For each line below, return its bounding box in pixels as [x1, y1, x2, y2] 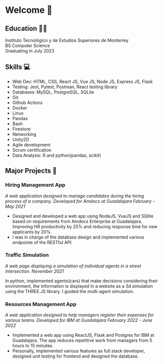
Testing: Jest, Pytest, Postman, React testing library [12, 84, 118, 90]
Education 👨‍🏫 [5, 24, 47, 33]
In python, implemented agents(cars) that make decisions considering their [5, 278, 158, 284]
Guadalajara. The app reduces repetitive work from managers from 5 [12, 337, 153, 344]
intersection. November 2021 [5, 268, 64, 274]
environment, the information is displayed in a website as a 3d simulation [5, 283, 153, 289]
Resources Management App [5, 301, 77, 307]
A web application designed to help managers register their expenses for [5, 312, 154, 318]
